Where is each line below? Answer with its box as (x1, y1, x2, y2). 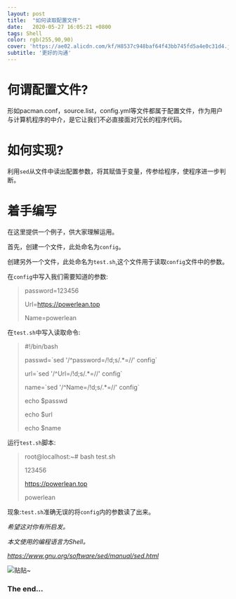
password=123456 (24, 286, 79, 295)
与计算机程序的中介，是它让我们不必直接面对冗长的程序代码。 (7, 115, 186, 124)
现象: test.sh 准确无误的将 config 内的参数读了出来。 (7, 507, 155, 516)
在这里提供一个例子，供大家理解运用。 (7, 228, 118, 236)
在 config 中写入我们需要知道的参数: (7, 272, 108, 281)
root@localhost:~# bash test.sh (24, 452, 116, 461)
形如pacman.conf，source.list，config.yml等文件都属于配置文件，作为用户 (7, 106, 223, 114)
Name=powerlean (24, 313, 77, 322)
